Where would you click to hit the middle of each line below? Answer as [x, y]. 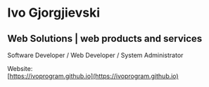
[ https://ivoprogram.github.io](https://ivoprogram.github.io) [93, 76]
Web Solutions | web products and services [105, 39]
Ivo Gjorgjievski [54, 13]
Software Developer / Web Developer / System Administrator [95, 55]
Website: [20, 69]
